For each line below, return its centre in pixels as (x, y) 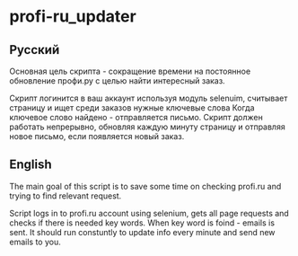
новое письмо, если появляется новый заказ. (97, 136)
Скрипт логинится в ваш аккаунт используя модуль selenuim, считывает (149, 98)
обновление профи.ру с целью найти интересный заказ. (118, 81)
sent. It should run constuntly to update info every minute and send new (142, 232)
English (31, 165)
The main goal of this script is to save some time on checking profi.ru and (145, 186)
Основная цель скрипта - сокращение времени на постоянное (130, 71)
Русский (35, 50)
